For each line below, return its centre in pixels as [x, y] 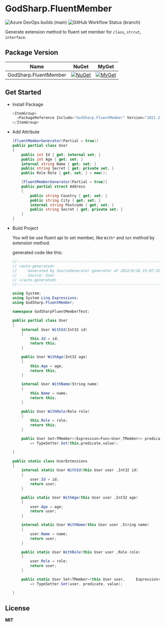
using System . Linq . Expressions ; [45, 298]
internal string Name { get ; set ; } [59, 164]
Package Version [32, 53]
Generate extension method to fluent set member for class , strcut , [73, 32]
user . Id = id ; [45, 479]
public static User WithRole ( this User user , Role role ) [81, 552]
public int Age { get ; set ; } [52, 159]
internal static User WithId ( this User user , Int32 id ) [80, 470]
